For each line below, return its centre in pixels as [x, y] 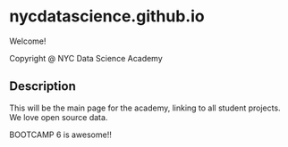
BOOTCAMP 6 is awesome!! [60, 135]
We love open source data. [59, 117]
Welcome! [28, 41]
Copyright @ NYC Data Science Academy [86, 58]
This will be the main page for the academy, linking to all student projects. [145, 108]
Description [42, 86]
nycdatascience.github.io [107, 16]
